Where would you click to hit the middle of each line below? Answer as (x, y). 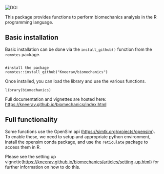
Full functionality (31, 120)
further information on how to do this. (43, 167)
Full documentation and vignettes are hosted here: (56, 99)
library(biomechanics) (28, 90)
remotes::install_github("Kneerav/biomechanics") (57, 72)
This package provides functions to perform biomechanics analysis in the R (81, 17)
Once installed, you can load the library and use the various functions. (76, 81)
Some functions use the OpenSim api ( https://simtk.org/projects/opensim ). (80, 131)
